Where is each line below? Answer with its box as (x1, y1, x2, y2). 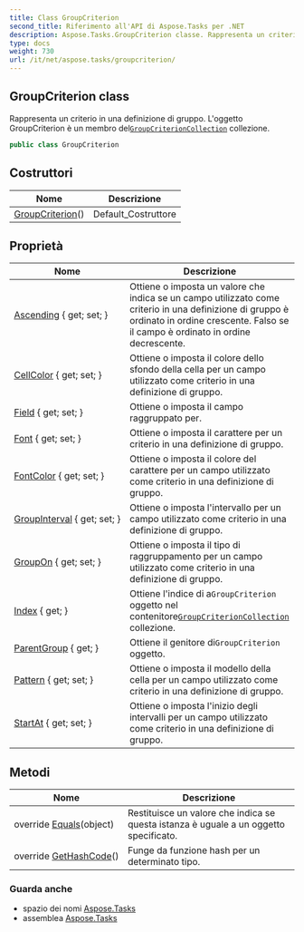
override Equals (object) (14, 818, 115, 830)
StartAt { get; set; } (14, 717, 92, 730)
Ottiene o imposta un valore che (129, 280, 265, 293)
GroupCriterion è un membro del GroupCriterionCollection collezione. (9, 122, 270, 133)
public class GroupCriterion (9, 140, 119, 150)
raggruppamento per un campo (129, 550, 263, 563)
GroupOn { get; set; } (14, 556, 101, 568)
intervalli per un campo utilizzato (129, 711, 269, 723)
